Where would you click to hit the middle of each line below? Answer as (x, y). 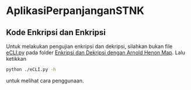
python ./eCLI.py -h (31, 70)
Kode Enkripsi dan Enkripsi (56, 32)
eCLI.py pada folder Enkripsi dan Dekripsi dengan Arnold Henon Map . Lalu (96, 53)
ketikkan (16, 59)
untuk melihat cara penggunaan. (45, 81)
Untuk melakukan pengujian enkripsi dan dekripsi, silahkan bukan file (89, 46)
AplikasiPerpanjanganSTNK (75, 11)
